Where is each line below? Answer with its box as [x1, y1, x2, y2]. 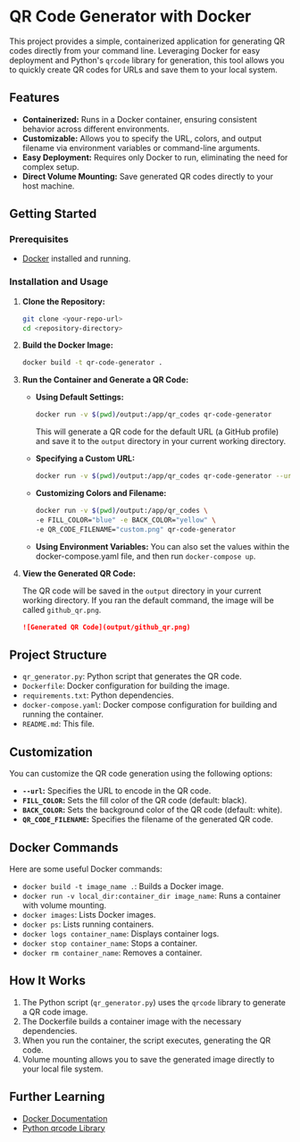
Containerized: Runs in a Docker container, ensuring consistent [21, 113, 257, 124]
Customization [9, 744, 94, 760]
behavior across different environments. [21, 123, 170, 134]
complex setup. [21, 161, 79, 172]
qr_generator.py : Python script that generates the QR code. [21, 671, 243, 682]
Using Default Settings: [35, 391, 124, 403]
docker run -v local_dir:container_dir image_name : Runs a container [21, 891, 281, 902]
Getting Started [9, 206, 97, 222]
